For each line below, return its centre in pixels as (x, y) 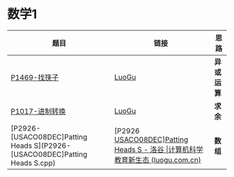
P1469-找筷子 (35, 77)
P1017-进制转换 (38, 111)
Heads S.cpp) (33, 162)
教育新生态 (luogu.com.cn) (157, 160)
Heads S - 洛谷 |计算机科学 (158, 149)
